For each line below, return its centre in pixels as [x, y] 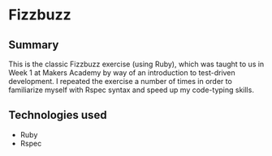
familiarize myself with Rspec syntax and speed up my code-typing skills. [131, 90]
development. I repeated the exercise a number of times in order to [121, 81]
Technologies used [58, 115]
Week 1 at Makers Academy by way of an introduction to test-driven [122, 73]
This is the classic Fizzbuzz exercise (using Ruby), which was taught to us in [136, 64]
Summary [34, 45]
